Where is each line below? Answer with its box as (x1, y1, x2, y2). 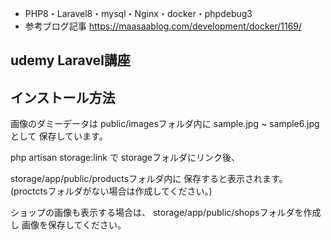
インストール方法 (10, 89, 116, 106)
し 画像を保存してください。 (10, 219, 127, 231)
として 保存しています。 (10, 130, 108, 142)
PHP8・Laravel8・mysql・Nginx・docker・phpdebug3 (24, 8, 253, 19)
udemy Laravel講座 (10, 52, 131, 69)
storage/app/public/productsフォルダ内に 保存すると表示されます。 (10, 173, 288, 185)
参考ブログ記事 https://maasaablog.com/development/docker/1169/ (24, 20, 303, 32)
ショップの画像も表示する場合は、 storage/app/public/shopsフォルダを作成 (10, 207, 322, 219)
